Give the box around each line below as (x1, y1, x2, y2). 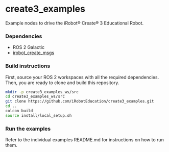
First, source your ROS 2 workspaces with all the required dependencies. (5, 74, 159, 80)
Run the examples (5, 125, 51, 132)
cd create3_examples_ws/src (5, 94, 65, 99)
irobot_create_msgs (12, 49, 55, 56)
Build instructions (5, 62, 51, 69)
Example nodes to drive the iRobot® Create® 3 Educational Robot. (5, 20, 144, 26)
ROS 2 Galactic (12, 44, 45, 50)
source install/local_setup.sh (5, 113, 72, 118)
